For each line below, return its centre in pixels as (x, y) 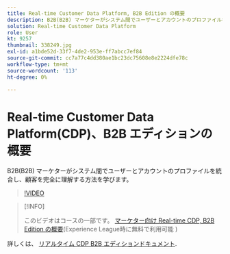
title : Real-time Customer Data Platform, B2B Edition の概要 (96, 13)
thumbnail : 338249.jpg (39, 45)
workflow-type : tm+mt (38, 64)
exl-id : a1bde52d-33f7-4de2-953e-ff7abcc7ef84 (75, 52)
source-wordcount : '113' (42, 71)
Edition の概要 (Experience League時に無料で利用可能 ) (101, 229)
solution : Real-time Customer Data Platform (72, 26)
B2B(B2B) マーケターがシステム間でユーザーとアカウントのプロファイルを (112, 171)
